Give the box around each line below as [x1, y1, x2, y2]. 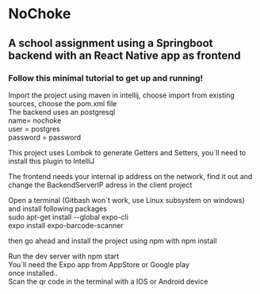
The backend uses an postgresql [8, 107, 116, 116]
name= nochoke [8, 116, 62, 125]
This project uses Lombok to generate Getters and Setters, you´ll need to [8, 147, 247, 157]
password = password [8, 132, 82, 142]
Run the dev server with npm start [8, 251, 120, 261]
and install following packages [8, 204, 107, 213]
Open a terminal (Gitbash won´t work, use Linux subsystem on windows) [8, 195, 246, 204]
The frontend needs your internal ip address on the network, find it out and [8, 171, 253, 181]
